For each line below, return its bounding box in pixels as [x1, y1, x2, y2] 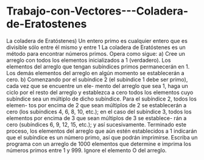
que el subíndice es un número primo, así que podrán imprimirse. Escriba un [6, 133, 198, 141]
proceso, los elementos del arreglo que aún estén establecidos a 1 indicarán [6, 127, 197, 135]
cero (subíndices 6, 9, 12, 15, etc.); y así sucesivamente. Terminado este [6, 121, 187, 128]
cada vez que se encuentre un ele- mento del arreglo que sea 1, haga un [6, 82, 189, 89]
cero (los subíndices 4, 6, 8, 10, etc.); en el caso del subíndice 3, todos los [6, 108, 192, 115]
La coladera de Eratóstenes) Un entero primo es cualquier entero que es [6, 37, 188, 44]
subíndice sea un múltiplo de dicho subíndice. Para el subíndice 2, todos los [6, 95, 197, 102]
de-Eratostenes [6, 17, 87, 31]
